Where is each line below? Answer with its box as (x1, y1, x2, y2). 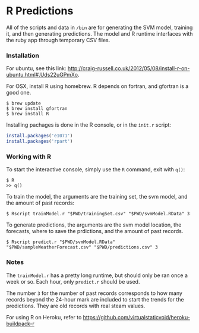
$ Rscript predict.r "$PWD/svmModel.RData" (6, 239, 116, 245)
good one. (6, 89, 31, 96)
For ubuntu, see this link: (6, 65, 67, 72)
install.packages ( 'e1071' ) (6, 133, 73, 139)
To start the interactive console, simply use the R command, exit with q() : (6, 166, 185, 173)
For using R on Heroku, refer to (6, 313, 82, 321)
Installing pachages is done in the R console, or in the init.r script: (6, 121, 171, 128)
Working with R (6, 152, 52, 161)
